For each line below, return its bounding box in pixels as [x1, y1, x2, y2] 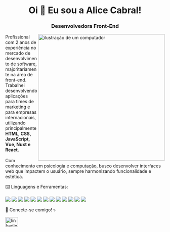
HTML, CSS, [5, 131, 31, 137]
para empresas [5, 109, 37, 115]
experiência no [5, 45, 36, 51]
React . [5, 147, 19, 153]
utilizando [5, 120, 26, 126]
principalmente [5, 125, 37, 131]
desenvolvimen [5, 56, 37, 62]
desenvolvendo [5, 88, 37, 94]
